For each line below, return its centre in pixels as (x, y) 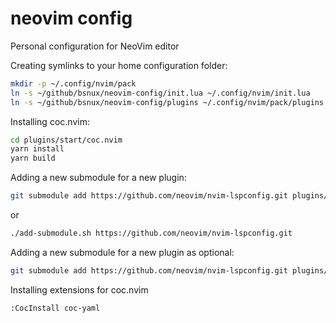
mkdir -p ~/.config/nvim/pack (73, 83)
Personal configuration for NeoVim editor (95, 46)
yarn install (37, 149)
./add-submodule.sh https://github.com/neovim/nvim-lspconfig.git (151, 233)
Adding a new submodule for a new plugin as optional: (122, 252)
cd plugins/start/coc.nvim (66, 140)
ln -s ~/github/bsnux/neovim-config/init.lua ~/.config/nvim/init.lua (160, 93)
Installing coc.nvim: (50, 121)
